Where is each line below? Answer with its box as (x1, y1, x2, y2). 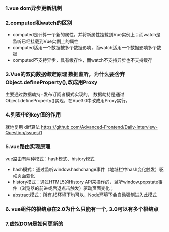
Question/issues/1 (5, 129, 42, 135)
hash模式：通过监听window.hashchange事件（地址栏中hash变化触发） (12, 166, 160, 173)
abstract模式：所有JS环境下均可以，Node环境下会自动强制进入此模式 (12, 191, 157, 198)
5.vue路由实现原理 (5, 143, 51, 150)
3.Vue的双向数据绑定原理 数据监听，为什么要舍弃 (5, 71, 125, 78)
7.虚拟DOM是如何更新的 (5, 220, 64, 227)
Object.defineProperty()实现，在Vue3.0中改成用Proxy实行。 (5, 97, 130, 103)
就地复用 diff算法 (5, 124, 40, 130)
